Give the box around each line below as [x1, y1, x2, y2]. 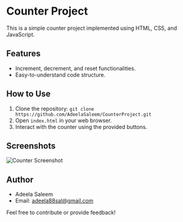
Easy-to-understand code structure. [15, 71, 106, 78]
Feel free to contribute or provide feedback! [6, 209, 116, 217]
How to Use [6, 89, 51, 99]
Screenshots [6, 140, 56, 151]
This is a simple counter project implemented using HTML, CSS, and [6, 24, 178, 32]
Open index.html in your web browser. [15, 117, 112, 124]
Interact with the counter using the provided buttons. [15, 123, 148, 130]
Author [6, 175, 33, 185]
